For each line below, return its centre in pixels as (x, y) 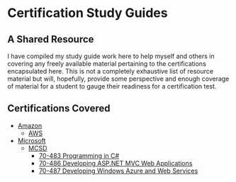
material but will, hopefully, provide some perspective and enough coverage (118, 79)
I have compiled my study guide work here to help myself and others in (111, 56)
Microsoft (32, 140)
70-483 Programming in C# (79, 155)
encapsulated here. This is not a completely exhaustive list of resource (111, 71)
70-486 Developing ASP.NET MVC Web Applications (116, 163)
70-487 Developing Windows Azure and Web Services (118, 171)
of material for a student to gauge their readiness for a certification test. (112, 86)
